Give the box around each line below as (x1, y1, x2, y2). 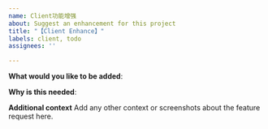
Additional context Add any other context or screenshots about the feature (8, 103, 261, 113)
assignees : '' (8, 42, 57, 50)
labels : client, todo (8, 34, 82, 43)
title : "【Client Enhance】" (8, 27, 105, 35)
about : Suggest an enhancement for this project (8, 19, 176, 28)
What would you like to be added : (8, 71, 123, 81)
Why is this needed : (8, 87, 77, 97)
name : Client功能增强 (8, 11, 77, 20)
